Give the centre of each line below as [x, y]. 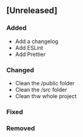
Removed [21, 128]
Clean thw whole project [46, 96]
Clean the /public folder [45, 83]
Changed [20, 70]
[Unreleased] [32, 11]
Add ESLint [29, 47]
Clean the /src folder [41, 90]
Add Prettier [30, 54]
